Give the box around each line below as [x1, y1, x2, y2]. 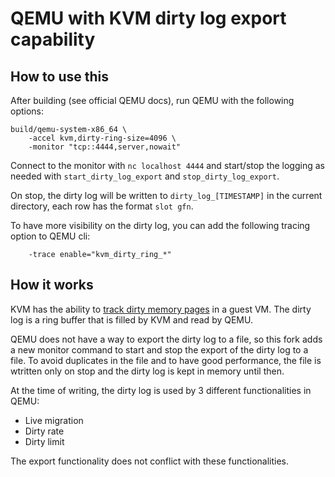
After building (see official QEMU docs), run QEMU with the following [10, 95, 295, 106]
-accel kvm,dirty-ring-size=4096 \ [28, 133, 177, 143]
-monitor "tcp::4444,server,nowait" [28, 142, 182, 152]
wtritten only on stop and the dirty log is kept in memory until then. [10, 365, 285, 377]
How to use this [10, 68, 110, 85]
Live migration [24, 414, 84, 426]
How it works [10, 277, 94, 294]
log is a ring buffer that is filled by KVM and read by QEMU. [10, 313, 253, 326]
